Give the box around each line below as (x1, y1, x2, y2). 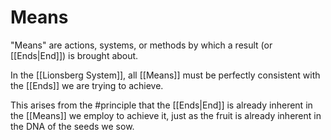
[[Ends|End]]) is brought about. (10, 49, 139, 61)
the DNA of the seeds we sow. (10, 120, 135, 132)
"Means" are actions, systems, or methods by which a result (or (10, 39, 273, 51)
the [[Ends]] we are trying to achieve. (10, 79, 164, 91)
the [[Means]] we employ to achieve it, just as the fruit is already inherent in (10, 109, 322, 121)
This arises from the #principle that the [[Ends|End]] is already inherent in (10, 99, 313, 111)
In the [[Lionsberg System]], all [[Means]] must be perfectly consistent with (10, 69, 321, 81)
